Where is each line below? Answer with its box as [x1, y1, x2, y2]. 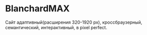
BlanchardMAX [5, 3, 70, 14]
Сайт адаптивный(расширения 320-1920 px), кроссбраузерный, [5, 19, 142, 25]
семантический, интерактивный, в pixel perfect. [5, 24, 107, 30]
